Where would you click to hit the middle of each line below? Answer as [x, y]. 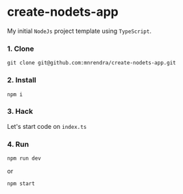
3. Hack [20, 112]
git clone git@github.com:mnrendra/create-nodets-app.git [91, 63]
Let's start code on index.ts [47, 126]
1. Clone [21, 49]
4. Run [18, 144]
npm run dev [24, 158]
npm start [21, 184]
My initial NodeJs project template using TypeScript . [80, 31]
